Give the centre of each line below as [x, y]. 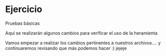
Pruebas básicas [23, 23]
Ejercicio [24, 9]
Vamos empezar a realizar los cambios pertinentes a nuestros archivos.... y [83, 43]
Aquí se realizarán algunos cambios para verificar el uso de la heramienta [81, 33]
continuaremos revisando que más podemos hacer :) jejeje [66, 48]
